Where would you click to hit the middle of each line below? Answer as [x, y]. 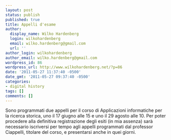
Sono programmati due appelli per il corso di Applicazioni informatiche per [84, 110]
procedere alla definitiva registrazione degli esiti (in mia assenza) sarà [79, 122]
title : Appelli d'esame [31, 24]
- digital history [25, 86]
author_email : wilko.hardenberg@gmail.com [51, 58]
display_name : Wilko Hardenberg [45, 34]
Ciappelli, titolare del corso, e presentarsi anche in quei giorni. [71, 132]
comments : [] [19, 96]
